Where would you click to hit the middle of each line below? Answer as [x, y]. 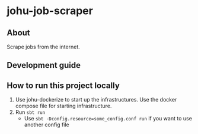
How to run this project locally [63, 85]
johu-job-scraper [50, 11]
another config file [47, 125]
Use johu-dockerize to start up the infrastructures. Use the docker [96, 100]
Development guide [44, 65]
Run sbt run [30, 112]
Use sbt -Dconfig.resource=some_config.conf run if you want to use [108, 119]
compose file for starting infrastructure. [63, 106]
